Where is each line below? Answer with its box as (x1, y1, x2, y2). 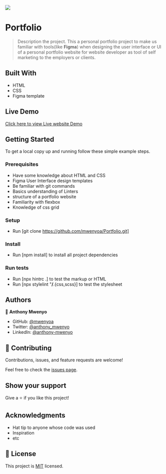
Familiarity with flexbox (12, 199, 60, 205)
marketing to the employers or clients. (17, 54, 96, 60)
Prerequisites (5, 161, 38, 168)
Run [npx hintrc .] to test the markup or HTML (12, 276, 106, 282)
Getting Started (5, 135, 54, 144)
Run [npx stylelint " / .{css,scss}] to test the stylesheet (12, 281, 122, 287)
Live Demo (5, 108, 39, 116)
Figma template (12, 93, 45, 99)
